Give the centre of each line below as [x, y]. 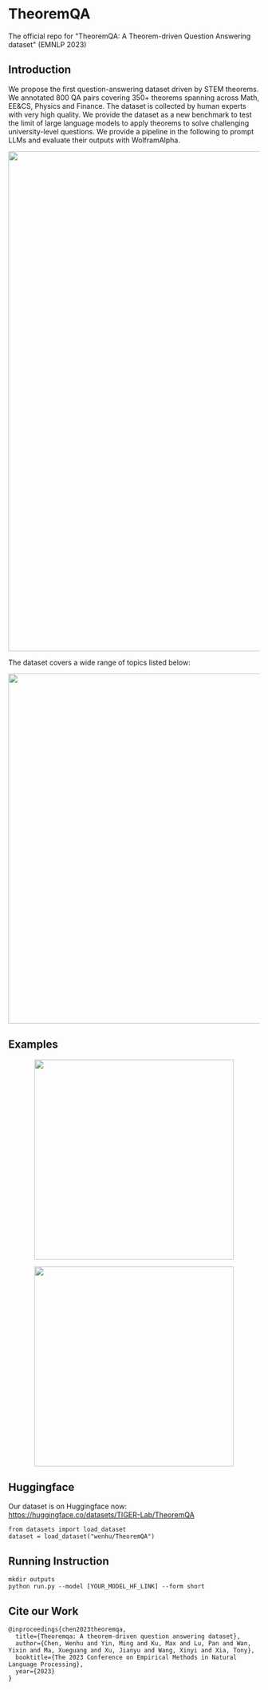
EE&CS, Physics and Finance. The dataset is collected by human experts [127, 106]
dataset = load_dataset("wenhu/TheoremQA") [82, 1536]
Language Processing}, [46, 1664]
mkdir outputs [32, 1580]
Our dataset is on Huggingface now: [68, 1506]
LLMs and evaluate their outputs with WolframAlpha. [95, 140]
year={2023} [35, 1672]
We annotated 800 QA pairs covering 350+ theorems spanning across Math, [134, 98]
